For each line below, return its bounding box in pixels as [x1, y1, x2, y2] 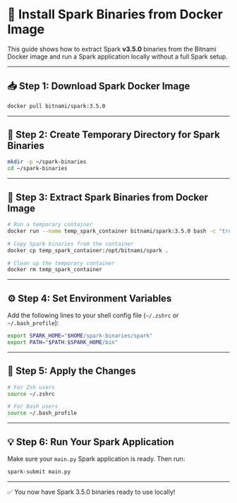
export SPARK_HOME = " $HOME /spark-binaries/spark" [7, 332, 153, 340]
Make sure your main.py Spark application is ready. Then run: [7, 454, 186, 463]
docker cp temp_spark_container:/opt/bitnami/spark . [7, 247, 169, 254]
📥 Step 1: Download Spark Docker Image [7, 81, 190, 93]
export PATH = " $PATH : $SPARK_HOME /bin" [7, 338, 119, 345]
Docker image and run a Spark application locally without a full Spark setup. [7, 52, 228, 61]
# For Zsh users [7, 384, 55, 391]
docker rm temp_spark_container [7, 266, 102, 273]
